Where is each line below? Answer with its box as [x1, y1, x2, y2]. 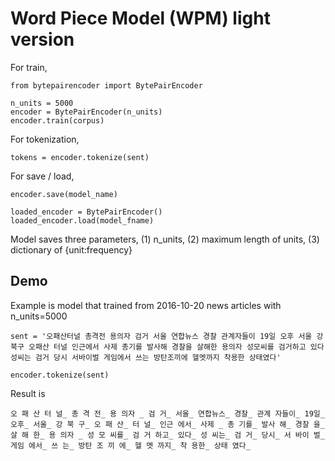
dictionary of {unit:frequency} [10, 243, 133, 256]
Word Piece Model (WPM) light [10, 7, 271, 30]
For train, [10, 61, 48, 73]
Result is [10, 387, 46, 399]
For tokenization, [10, 133, 80, 145]
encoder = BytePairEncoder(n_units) [10, 107, 163, 117]
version [10, 28, 75, 51]
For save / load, [10, 170, 75, 182]
